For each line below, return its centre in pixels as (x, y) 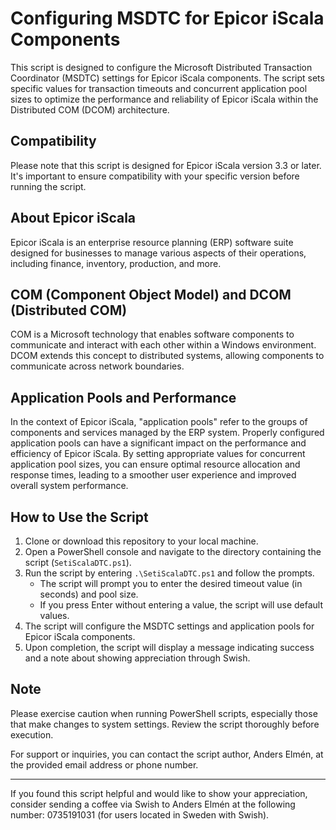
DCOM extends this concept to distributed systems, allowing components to (167, 356)
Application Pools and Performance (123, 397)
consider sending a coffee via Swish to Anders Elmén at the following (153, 804)
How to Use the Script (79, 517)
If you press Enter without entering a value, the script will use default (181, 605)
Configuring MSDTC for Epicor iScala (167, 18)
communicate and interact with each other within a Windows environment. (163, 345)
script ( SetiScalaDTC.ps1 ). (78, 562)
